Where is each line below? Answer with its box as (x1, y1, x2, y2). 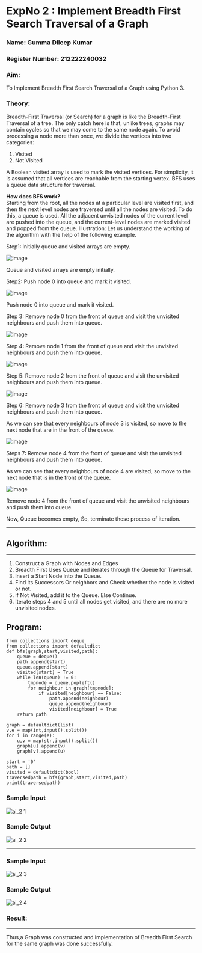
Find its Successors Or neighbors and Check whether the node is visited (14, 579, 195, 586)
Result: (6, 914, 28, 922)
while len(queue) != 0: (17, 675, 77, 681)
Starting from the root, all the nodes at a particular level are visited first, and (6, 199, 194, 206)
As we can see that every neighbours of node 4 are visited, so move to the (6, 467, 191, 474)
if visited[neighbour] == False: (38, 690, 122, 697)
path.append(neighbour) (49, 696, 109, 702)
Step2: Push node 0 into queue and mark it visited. (6, 278, 132, 285)
